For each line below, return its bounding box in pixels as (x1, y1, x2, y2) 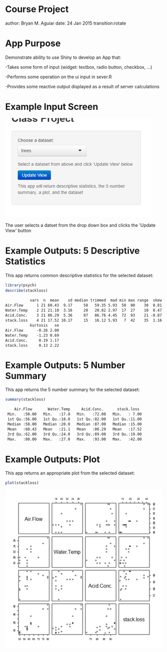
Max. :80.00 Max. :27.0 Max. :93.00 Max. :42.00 (7, 437, 142, 442)
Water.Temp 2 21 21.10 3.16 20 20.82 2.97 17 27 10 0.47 (5, 308, 162, 313)
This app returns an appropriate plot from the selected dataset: (5, 470, 135, 476)
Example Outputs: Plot (5, 453, 100, 465)
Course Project (5, 4, 69, 15)
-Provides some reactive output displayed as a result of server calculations (5, 83, 160, 89)
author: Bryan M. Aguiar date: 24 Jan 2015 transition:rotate (5, 20, 126, 26)
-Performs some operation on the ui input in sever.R (5, 74, 112, 80)
